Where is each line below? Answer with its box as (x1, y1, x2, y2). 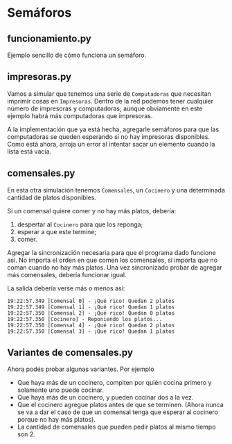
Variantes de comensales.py (7, 347, 134, 359)
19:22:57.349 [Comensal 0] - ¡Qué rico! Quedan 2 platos (7, 297, 175, 304)
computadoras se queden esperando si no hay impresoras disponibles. (7, 132, 210, 140)
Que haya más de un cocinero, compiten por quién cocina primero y (17, 379, 212, 387)
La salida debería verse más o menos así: (7, 283, 125, 293)
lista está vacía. (7, 147, 52, 156)
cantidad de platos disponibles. (7, 193, 97, 202)
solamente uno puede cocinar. (17, 386, 104, 394)
